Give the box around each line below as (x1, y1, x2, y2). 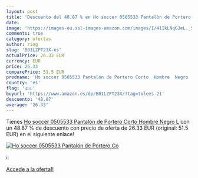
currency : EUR (6, 58, 41, 64)
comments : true (6, 31, 44, 37)
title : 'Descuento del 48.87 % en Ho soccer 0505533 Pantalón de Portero (6, 14, 192, 20)
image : (6, 25, 22, 31)
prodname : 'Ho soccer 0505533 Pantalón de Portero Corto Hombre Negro (6, 74, 189, 80)
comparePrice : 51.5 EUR (6, 69, 65, 75)
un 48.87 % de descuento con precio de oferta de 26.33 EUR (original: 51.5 (6, 124, 189, 131)
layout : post (6, 8, 38, 15)
